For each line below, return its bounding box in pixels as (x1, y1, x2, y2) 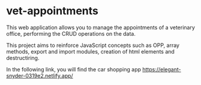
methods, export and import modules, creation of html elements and (6, 48, 175, 55)
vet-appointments (6, 4, 99, 18)
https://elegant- (142, 65, 181, 73)
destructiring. (6, 54, 40, 61)
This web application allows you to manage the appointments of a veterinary (6, 24, 195, 31)
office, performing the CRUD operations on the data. (6, 30, 136, 37)
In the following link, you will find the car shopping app (6, 65, 142, 73)
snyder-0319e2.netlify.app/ (6, 72, 73, 79)
